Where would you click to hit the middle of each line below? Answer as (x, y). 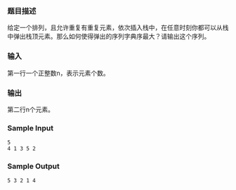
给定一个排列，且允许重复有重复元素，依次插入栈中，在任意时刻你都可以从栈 (118, 28)
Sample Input (31, 128)
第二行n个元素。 (31, 109)
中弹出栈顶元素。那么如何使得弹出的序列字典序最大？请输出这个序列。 (109, 36)
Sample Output (33, 166)
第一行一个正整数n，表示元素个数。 (59, 73)
